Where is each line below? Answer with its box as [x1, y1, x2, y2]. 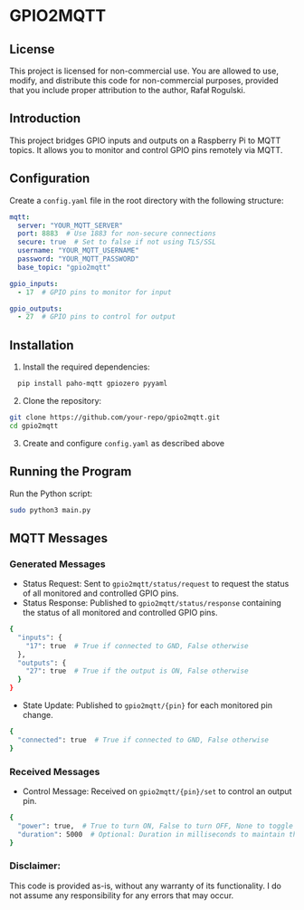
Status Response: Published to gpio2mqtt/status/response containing [22, 598, 282, 608]
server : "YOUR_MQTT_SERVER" [17, 221, 124, 230]
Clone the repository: [22, 395, 102, 406]
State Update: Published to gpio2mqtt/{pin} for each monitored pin [22, 700, 273, 711]
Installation [9, 337, 74, 353]
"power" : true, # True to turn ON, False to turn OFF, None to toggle [17, 821, 294, 830]
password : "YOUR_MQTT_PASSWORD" [17, 254, 140, 263]
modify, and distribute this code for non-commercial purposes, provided [9, 75, 279, 86]
